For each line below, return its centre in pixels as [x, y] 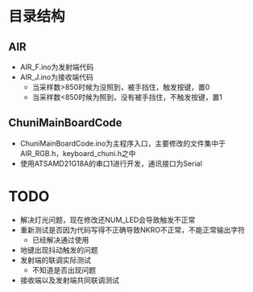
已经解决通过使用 [60, 240]
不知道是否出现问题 [64, 269]
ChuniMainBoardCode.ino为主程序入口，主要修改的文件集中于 [123, 143]
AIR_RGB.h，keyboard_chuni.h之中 [78, 153]
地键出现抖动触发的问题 [59, 249]
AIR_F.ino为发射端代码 [57, 67]
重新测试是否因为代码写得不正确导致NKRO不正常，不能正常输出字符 [133, 229]
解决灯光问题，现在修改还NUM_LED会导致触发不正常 [108, 220]
